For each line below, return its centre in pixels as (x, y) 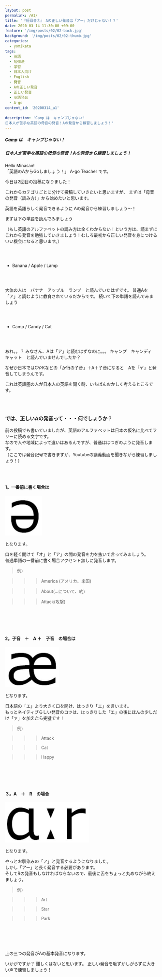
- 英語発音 (19, 97)
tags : (10, 51)
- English (19, 77)
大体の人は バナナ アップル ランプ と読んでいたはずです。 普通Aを (77, 290)
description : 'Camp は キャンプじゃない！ (45, 118)
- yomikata (20, 46)
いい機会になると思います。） (33, 241)
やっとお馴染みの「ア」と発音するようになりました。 (58, 861)
